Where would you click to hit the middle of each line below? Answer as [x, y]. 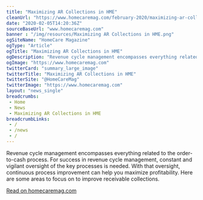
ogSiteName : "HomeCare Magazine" [48, 40]
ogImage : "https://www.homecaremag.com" [58, 62]
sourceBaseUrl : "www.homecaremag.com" [55, 29]
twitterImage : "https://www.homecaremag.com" [64, 85]
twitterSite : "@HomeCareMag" [43, 79]
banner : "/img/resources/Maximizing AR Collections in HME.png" [90, 35]
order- [185, 153]
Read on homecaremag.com [41, 190]
